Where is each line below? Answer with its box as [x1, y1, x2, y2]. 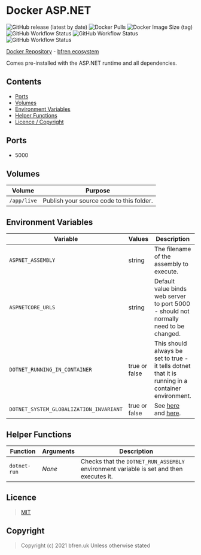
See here [154, 402, 179, 410]
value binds [154, 285, 187, 293]
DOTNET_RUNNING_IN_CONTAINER [9, 366, 92, 373]
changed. [154, 330, 181, 338]
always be [154, 347, 183, 355]
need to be [154, 322, 185, 330]
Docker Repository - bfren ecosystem [6, 47, 99, 55]
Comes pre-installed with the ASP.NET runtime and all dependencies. [6, 59, 178, 67]
